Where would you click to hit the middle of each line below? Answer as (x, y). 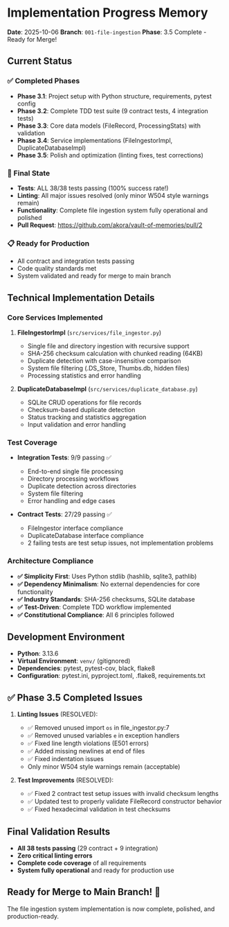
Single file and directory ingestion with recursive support (108, 346)
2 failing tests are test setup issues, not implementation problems (120, 543)
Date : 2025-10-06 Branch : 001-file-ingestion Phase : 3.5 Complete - (107, 32)
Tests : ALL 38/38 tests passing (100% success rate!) (93, 188)
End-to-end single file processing (75, 471)
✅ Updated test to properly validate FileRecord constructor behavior (125, 801)
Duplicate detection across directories (82, 486)
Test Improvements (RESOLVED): (65, 780)
